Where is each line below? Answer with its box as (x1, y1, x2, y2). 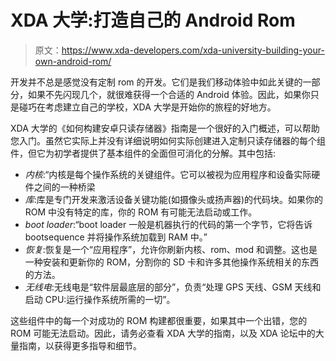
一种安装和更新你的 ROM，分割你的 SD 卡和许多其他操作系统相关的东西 (24, 256, 320, 268)
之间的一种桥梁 (33, 181, 96, 193)
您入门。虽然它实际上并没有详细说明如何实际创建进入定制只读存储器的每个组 (10, 134, 326, 146)
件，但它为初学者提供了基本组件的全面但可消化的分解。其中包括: (10, 147, 277, 159)
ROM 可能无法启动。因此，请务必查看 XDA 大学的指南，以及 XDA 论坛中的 (10, 327, 316, 339)
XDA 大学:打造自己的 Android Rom (10, 9, 296, 32)
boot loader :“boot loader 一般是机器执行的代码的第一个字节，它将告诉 (24, 218, 313, 230)
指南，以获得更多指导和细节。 (18, 339, 142, 351)
